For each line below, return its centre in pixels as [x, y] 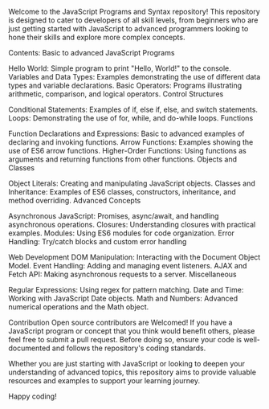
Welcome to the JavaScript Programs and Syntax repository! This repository [134, 12]
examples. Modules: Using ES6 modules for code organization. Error [122, 233]
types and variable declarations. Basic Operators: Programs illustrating [125, 85]
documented [29, 348]
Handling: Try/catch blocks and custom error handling [98, 241]
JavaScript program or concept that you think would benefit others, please [132, 331]
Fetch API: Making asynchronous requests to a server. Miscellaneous [122, 274]
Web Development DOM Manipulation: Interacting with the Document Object [134, 257]
